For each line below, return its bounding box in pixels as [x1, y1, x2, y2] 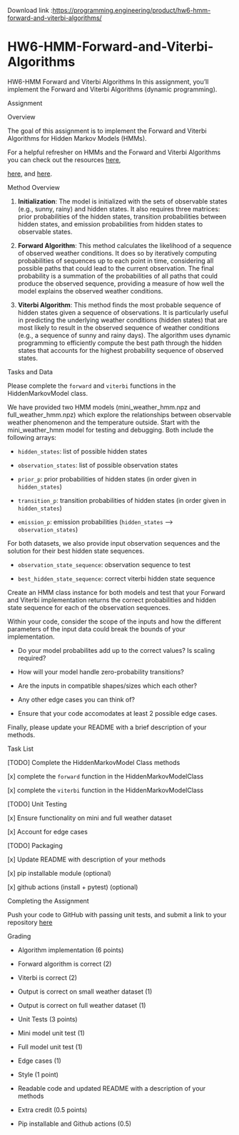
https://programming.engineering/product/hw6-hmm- [52, 6, 211, 14]
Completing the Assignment [7, 896, 89, 905]
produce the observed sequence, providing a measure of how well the [17, 279, 225, 288]
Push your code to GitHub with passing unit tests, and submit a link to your [7, 910, 227, 919]
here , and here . [7, 169, 52, 178]
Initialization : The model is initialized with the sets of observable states [17, 196, 228, 206]
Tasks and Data [7, 367, 54, 376]
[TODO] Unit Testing [7, 799, 68, 808]
